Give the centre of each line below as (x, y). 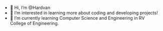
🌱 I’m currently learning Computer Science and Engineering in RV (77, 18)
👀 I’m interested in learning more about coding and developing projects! (84, 13)
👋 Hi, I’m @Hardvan (30, 8)
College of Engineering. (34, 23)
